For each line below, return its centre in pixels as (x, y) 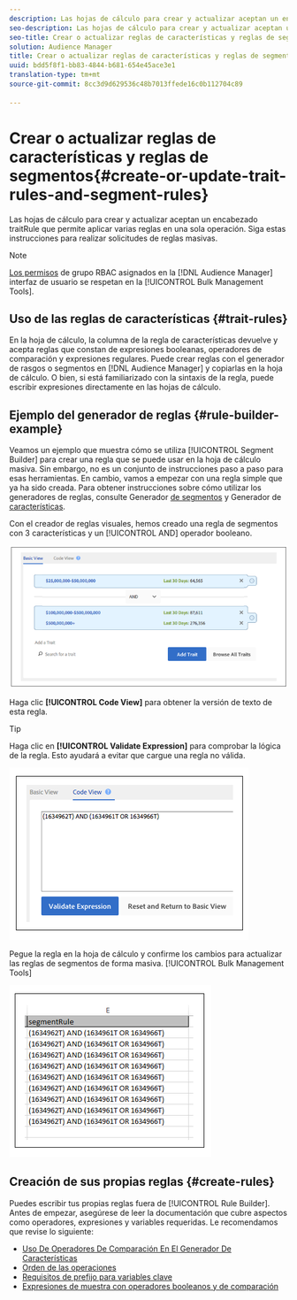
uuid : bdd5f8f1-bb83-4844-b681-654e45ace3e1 (92, 65)
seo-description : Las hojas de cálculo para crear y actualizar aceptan (146, 28)
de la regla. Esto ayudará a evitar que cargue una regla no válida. (127, 755)
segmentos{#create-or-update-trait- (148, 176)
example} (36, 429)
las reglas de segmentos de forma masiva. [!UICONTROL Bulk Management (147, 963)
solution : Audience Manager (61, 47)
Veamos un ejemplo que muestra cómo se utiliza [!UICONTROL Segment (141, 450)
